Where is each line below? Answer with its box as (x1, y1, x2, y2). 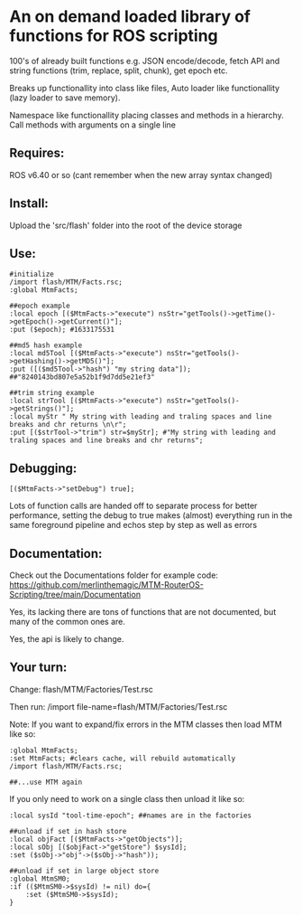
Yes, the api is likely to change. (9, 634, 124, 644)
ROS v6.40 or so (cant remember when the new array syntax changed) (9, 169, 273, 180)
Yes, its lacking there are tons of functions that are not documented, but (9, 607, 277, 617)
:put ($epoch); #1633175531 (9, 325, 115, 335)
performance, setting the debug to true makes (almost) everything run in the (9, 510, 293, 521)
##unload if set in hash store (9, 826, 127, 835)
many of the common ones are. (9, 617, 126, 627)
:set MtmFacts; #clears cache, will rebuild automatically (9, 753, 236, 763)
